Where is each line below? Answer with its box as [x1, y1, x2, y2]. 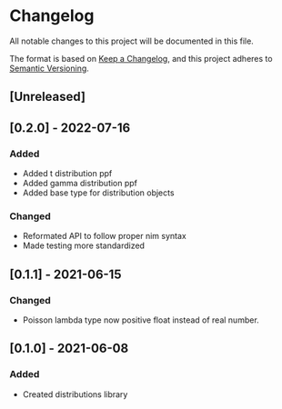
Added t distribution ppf [22, 168, 113, 179]
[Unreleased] [9, 89, 86, 105]
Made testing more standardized [22, 240, 146, 251]
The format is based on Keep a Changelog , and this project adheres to [9, 53, 273, 64]
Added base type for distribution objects [22, 187, 175, 198]
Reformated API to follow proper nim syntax [22, 231, 186, 242]
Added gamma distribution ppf [22, 178, 138, 189]
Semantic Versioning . [9, 63, 89, 74]
